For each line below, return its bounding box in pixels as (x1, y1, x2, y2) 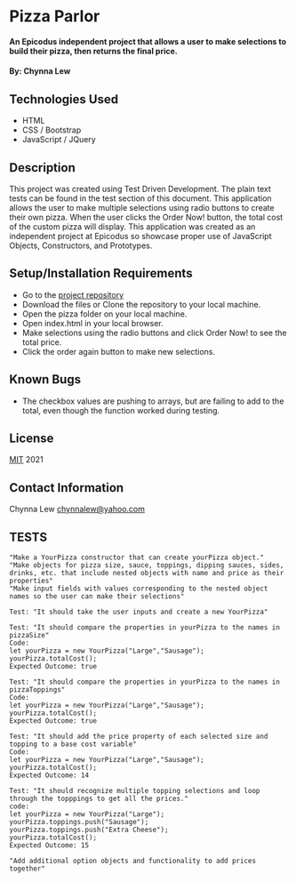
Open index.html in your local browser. (21, 317, 164, 328)
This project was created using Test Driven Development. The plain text (9, 184, 271, 194)
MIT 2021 (9, 454, 44, 465)
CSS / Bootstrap (21, 124, 82, 135)
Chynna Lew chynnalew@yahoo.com (9, 504, 145, 515)
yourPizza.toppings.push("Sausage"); (9, 818, 149, 827)
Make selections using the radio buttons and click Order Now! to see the (21, 327, 287, 338)
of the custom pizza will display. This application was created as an (9, 221, 256, 232)
